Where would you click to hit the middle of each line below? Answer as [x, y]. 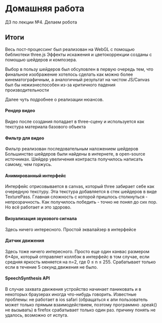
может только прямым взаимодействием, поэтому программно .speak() [81, 304]
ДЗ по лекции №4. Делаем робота [41, 22]
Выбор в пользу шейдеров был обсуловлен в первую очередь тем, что [79, 69]
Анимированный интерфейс [36, 175]
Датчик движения [25, 241]
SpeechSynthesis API [28, 278]
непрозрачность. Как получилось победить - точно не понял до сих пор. [81, 202]
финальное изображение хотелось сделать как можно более [69, 74]
